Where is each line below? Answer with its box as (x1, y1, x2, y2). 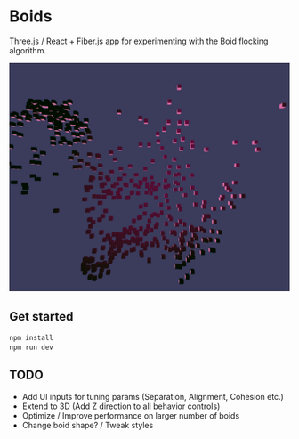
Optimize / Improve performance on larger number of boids (21, 410, 240, 420)
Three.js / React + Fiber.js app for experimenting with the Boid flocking (9, 36, 269, 46)
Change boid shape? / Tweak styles (21, 419, 154, 430)
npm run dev (9, 343, 53, 353)
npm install (9, 334, 53, 343)
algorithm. (9, 45, 47, 55)
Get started (9, 309, 74, 324)
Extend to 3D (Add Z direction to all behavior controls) (21, 401, 221, 411)
